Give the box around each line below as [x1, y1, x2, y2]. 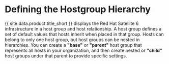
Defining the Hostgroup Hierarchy [5, 4, 151, 15]
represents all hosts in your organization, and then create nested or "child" [5, 47, 162, 53]
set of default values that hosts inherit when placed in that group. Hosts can [5, 31, 164, 37]
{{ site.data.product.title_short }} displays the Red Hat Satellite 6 [5, 20, 139, 26]
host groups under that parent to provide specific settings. [5, 52, 127, 59]
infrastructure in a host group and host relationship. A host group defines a [5, 25, 162, 31]
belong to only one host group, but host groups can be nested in [5, 37, 140, 43]
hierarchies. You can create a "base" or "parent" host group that [5, 42, 142, 48]
